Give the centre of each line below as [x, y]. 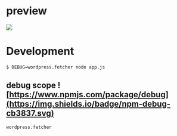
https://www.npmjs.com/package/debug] [88, 95]
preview [27, 11]
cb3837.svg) [30, 114]
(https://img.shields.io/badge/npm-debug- [88, 104]
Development [40, 51]
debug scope [31, 86]
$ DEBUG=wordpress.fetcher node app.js [56, 67]
